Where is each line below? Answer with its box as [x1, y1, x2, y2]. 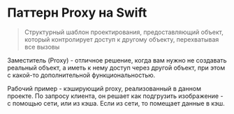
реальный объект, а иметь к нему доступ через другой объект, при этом [7, 63, 226, 72]
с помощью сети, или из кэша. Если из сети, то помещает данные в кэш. [7, 99, 225, 107]
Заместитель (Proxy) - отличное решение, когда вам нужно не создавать [7, 56, 227, 64]
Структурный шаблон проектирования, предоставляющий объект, [24, 28, 224, 36]
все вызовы [24, 42, 60, 51]
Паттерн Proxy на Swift [7, 5, 147, 21]
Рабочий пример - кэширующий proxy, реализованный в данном [7, 84, 201, 92]
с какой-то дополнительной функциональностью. [7, 71, 156, 79]
